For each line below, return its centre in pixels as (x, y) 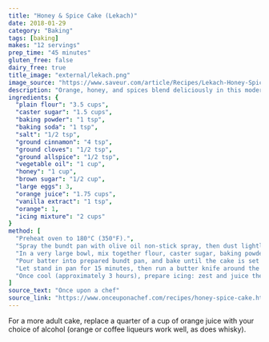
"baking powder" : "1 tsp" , (60, 120)
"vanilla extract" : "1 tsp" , (64, 201)
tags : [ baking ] (34, 38)
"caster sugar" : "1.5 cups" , (64, 113)
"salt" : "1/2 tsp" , (48, 134)
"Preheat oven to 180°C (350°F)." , (75, 239)
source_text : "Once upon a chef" (64, 291)
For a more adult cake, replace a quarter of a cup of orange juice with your (131, 320)
